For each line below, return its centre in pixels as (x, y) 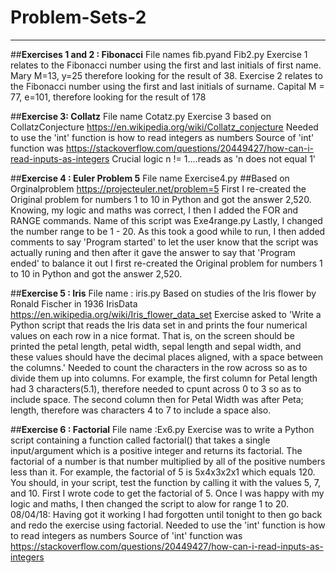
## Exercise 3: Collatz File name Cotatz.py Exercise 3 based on (141, 116)
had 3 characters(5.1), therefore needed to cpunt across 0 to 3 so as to (156, 388)
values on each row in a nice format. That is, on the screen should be (152, 335)
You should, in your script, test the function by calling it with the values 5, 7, (165, 482)
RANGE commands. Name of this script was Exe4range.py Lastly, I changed (166, 220)
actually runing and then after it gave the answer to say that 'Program (153, 252)
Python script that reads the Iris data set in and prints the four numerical (159, 325)
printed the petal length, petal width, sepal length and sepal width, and (156, 346)
